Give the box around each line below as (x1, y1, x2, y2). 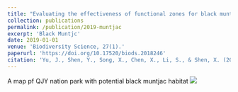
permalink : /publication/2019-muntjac (7, 23, 122, 30)
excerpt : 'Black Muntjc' (7, 30, 81, 38)
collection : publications (7, 17, 84, 24)
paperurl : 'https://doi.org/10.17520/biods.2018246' (7, 50, 166, 57)
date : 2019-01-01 (7, 37, 59, 44)
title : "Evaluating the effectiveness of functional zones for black (7, 10, 217, 18)
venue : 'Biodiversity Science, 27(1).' (7, 43, 125, 50)
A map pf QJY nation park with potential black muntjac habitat (7, 76, 189, 85)
